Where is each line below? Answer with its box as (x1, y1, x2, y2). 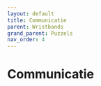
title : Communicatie (7, 17, 68, 24)
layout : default (7, 10, 54, 17)
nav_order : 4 (7, 36, 45, 43)
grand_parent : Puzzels (7, 29, 73, 37)
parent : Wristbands (7, 23, 64, 30)
